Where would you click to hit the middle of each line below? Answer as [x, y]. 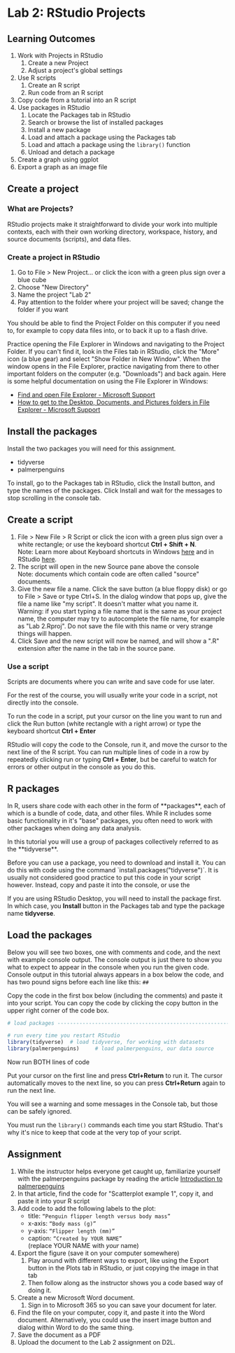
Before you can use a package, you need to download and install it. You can [116, 863]
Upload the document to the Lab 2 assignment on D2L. [97, 1342]
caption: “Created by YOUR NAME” [75, 1238]
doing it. [40, 1290]
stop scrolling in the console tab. [54, 497]
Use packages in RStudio [54, 107]
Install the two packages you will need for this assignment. [92, 448]
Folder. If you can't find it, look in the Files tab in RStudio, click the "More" [114, 351]
